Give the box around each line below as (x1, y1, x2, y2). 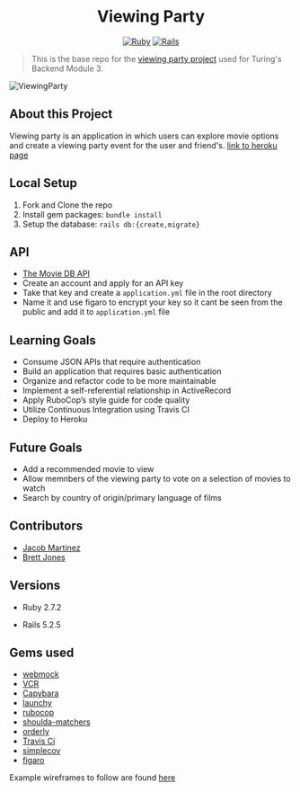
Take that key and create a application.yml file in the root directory (22, 288, 272, 298)
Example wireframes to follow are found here (9, 772, 176, 783)
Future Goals (9, 440, 83, 455)
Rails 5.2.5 (22, 618, 61, 630)
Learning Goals (9, 333, 97, 348)
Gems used (9, 645, 75, 661)
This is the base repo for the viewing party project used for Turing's (31, 53, 282, 64)
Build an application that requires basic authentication (22, 366, 222, 377)
